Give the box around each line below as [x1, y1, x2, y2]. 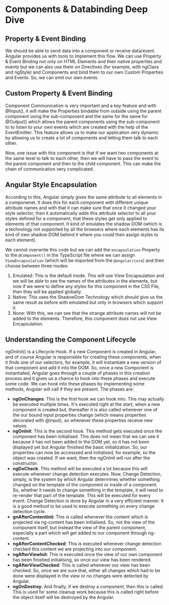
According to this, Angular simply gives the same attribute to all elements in [5, 194, 162, 200]
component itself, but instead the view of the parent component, [12, 525, 146, 531]
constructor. [12, 460, 38, 466]
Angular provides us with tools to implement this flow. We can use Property [5, 53, 161, 59]
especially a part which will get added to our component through [12, 530, 147, 536]
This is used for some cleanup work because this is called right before [12, 589, 159, 595]
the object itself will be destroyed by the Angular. [12, 594, 115, 600]
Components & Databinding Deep [5, 4, 148, 15]
